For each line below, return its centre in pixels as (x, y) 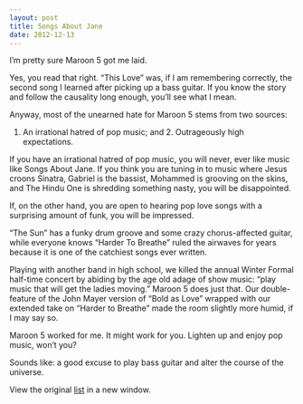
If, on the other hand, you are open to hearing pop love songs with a (136, 206)
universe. (27, 372)
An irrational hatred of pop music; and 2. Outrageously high (133, 132)
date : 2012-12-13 (42, 34)
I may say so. (34, 318)
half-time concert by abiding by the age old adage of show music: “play (143, 279)
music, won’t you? (43, 345)
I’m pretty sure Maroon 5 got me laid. (78, 61)
